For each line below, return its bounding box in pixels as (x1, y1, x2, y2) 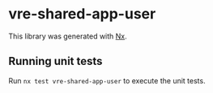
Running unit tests (8, 55, 103, 68)
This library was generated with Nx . (8, 31, 127, 41)
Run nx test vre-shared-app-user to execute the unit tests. (8, 75, 206, 85)
